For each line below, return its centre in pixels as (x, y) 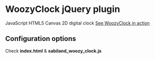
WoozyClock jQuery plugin (63, 9)
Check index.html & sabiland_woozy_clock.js (54, 50)
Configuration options (41, 39)
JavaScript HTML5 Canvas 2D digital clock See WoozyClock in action (77, 23)
